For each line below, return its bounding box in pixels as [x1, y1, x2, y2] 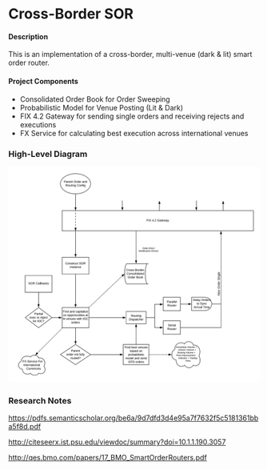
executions [19, 119, 57, 129]
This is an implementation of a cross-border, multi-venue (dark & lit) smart [8, 50, 253, 59]
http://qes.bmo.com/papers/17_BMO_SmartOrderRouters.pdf [8, 453, 208, 463]
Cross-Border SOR [8, 5, 134, 23]
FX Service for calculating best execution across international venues [19, 128, 249, 138]
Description [8, 31, 49, 41]
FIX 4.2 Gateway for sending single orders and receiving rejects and [19, 111, 245, 121]
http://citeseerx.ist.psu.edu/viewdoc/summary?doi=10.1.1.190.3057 [8, 437, 226, 447]
